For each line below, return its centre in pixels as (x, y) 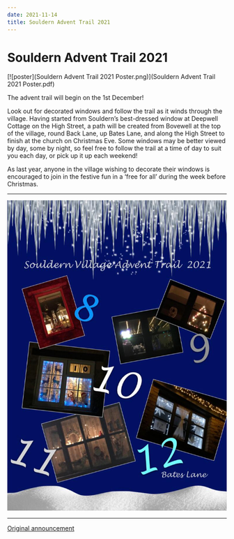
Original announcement (41, 529)
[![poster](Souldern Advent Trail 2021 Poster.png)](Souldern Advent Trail (111, 77)
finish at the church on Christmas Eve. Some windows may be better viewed (117, 141)
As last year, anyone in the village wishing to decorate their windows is (109, 169)
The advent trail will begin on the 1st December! (76, 98)
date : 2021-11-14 (32, 15)
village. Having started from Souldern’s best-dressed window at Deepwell (112, 119)
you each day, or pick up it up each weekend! (72, 156)
